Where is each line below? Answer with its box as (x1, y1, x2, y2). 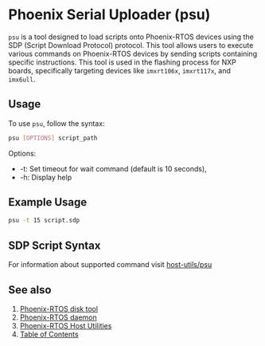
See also (8, 283, 52, 297)
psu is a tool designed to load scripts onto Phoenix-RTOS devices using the (8, 32, 255, 41)
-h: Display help (19, 172, 72, 182)
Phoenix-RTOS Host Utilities (19, 320, 112, 330)
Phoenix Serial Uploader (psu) (8, 6, 211, 24)
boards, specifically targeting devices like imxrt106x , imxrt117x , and (8, 65, 231, 75)
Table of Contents (19, 329, 79, 339)
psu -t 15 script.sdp (8, 217, 80, 225)
